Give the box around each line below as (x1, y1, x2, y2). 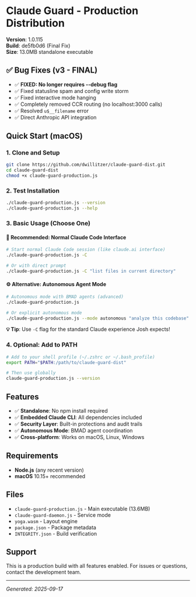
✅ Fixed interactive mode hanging (14, 94, 96, 101)
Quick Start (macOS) (6, 131, 83, 141)
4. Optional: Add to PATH (6, 341, 78, 349)
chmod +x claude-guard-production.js (6, 173, 98, 179)
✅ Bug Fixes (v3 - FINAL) (6, 66, 98, 76)
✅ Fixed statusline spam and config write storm (14, 87, 129, 94)
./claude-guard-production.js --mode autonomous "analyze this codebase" (6, 315, 190, 321)
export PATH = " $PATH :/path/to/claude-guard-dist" (6, 359, 127, 365)
